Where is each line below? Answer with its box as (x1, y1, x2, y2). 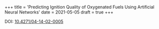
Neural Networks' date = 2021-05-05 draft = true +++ (4, 9, 114, 15)
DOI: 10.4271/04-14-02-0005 (4, 19, 64, 24)
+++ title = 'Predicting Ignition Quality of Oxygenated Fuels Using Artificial (4, 4, 155, 10)
